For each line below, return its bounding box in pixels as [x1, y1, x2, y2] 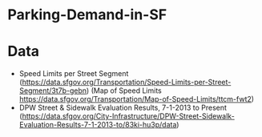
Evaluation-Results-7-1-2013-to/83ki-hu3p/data [18, 120, 177, 130]
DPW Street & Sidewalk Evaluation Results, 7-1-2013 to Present [18, 103, 228, 113]
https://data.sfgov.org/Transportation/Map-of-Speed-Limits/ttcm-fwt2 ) [18, 95, 254, 104]
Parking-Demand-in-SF [7, 6, 167, 24]
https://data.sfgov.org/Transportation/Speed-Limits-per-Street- [22, 78, 232, 87]
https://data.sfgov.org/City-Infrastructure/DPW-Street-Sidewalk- [22, 111, 236, 121]
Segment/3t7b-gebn [18, 86, 87, 95]
